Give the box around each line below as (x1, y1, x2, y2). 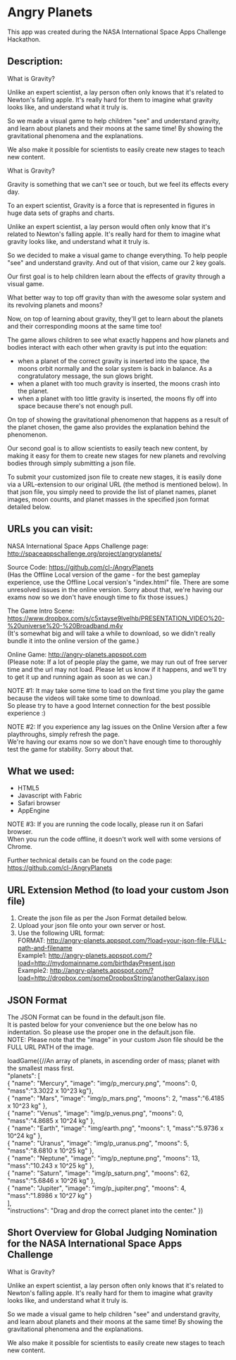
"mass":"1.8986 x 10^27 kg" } (7, 1191, 93, 1199)
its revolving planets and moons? (7, 300, 104, 309)
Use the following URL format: (17, 929, 106, 938)
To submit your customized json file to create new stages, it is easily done (7, 472, 222, 481)
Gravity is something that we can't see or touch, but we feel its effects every (7, 180, 229, 188)
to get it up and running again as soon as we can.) (7, 673, 153, 681)
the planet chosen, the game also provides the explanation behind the (7, 422, 210, 431)
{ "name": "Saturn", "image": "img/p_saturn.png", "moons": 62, (7, 1169, 190, 1177)
